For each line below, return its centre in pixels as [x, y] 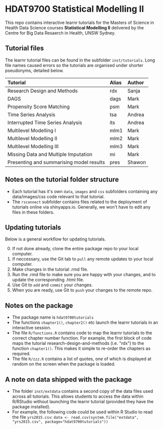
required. [21, 354]
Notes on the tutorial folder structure [62, 180]
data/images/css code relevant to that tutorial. [58, 196]
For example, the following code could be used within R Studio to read [82, 412]
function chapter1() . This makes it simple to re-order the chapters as [81, 348]
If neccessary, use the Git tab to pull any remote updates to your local [82, 259]
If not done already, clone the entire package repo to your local [75, 249]
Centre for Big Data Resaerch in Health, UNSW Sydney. [60, 33]
